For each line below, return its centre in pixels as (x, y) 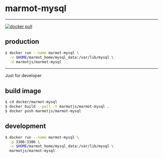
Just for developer (24, 76)
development (25, 126)
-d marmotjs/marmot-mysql (36, 62)
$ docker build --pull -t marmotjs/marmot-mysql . (57, 107)
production (22, 42)
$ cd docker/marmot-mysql (31, 102)
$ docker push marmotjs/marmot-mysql (43, 111)
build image (23, 91)
